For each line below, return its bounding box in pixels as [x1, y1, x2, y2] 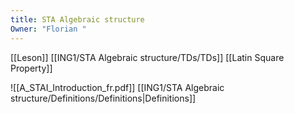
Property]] [10, 62, 53, 74]
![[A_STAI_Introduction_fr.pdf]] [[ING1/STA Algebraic [10, 81, 225, 93]
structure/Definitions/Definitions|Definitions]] [10, 92, 197, 104]
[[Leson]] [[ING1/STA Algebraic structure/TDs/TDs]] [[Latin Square [10, 51, 285, 63]
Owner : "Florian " [10, 24, 87, 34]
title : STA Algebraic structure [10, 14, 145, 25]
